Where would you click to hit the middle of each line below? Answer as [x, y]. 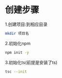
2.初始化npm [18, 43]
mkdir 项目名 [17, 33]
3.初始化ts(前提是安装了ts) [31, 62]
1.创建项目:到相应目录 [26, 24]
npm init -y [17, 52]
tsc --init [16, 71]
